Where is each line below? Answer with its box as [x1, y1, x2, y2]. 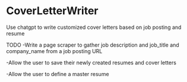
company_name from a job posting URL [6, 47, 103, 54]
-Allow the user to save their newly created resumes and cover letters [6, 59, 177, 66]
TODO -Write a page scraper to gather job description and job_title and [6, 41, 179, 48]
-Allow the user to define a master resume [6, 70, 109, 77]
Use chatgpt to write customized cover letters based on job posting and [6, 24, 182, 31]
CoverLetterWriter [6, 4, 99, 18]
